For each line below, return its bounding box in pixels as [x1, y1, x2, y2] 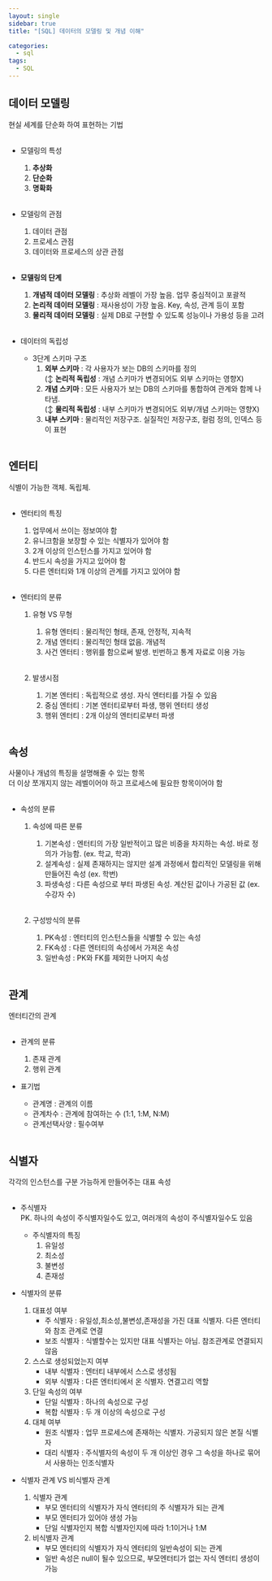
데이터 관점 [32, 226, 67, 236]
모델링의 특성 [19, 146, 63, 155]
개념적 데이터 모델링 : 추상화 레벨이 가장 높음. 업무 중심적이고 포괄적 [32, 289, 246, 299]
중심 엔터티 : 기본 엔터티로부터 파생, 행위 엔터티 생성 [44, 700, 209, 710]
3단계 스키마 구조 [32, 353, 88, 363]
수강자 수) [44, 889, 76, 899]
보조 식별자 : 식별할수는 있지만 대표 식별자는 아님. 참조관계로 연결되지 [44, 1336, 264, 1345]
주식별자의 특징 [32, 1230, 81, 1240]
